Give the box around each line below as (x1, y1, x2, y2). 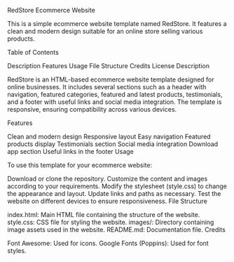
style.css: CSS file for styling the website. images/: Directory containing (7, 218, 214, 226)
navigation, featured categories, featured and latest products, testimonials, (7, 91, 223, 98)
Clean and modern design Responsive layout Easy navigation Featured (7, 133, 212, 140)
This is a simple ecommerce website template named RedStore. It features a (7, 20, 227, 27)
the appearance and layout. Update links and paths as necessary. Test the (7, 190, 221, 197)
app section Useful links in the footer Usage (7, 148, 135, 155)
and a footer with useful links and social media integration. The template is (7, 98, 222, 106)
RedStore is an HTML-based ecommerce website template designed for (7, 75, 215, 84)
